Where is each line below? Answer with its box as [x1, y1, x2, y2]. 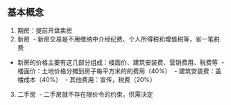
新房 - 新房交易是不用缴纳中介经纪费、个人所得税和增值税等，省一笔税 [17, 35, 221, 43]
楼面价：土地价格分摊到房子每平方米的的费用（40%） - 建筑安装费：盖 [17, 66, 222, 75]
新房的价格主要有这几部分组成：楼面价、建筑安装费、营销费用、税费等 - [17, 58, 225, 66]
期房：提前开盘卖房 [17, 26, 73, 35]
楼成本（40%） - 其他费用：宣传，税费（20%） [17, 75, 156, 84]
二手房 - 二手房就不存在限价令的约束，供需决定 [17, 90, 154, 98]
